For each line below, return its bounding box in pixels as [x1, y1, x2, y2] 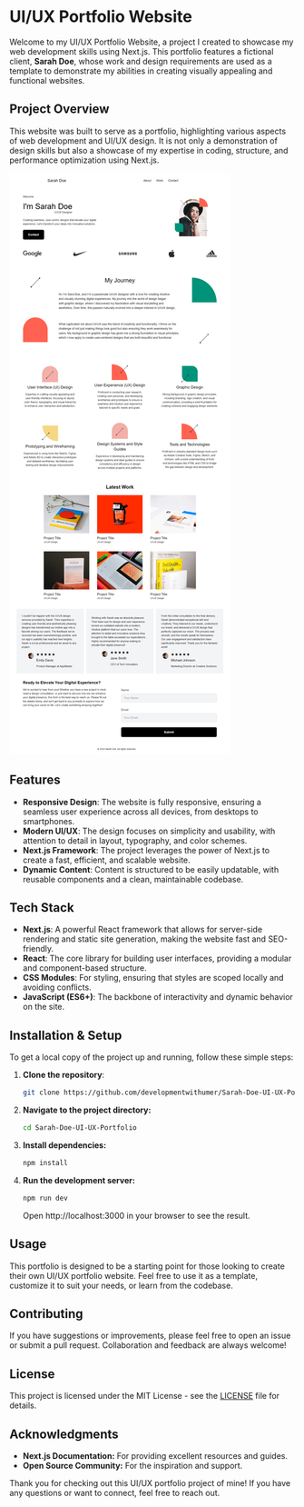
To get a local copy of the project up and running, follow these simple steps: [9, 1052, 294, 1063]
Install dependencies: [22, 1139, 107, 1151]
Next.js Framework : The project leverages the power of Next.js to [22, 844, 270, 855]
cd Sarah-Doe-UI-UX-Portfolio [22, 1123, 138, 1133]
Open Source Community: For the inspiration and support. [22, 1460, 243, 1471]
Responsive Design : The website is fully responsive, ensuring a [22, 796, 261, 807]
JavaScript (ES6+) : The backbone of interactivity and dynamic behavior [22, 992, 293, 1003]
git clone [22, 1088, 61, 1097]
